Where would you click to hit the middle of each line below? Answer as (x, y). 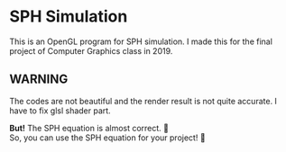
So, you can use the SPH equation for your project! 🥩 (107, 138)
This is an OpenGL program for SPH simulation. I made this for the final (141, 41)
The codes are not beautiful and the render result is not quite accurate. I (143, 101)
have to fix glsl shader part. (60, 111)
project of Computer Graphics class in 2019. (91, 50)
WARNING (39, 80)
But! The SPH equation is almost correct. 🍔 (89, 128)
